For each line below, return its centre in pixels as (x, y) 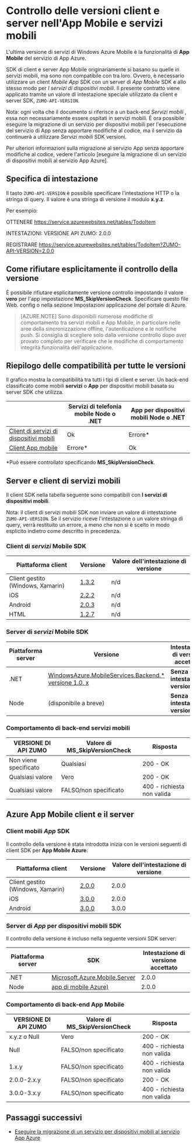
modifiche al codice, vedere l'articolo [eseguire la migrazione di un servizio (96, 154)
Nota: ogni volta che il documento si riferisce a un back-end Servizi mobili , (96, 112)
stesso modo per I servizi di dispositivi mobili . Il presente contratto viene (93, 88)
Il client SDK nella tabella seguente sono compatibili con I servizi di (87, 495)
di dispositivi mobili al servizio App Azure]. (57, 160)
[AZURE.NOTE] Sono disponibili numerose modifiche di (87, 316)
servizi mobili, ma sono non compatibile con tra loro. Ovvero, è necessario (95, 75)
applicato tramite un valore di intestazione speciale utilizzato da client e (92, 94)
